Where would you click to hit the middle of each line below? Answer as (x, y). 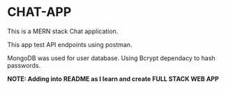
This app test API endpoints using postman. (70, 44)
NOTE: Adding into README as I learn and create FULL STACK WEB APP (113, 79)
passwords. (24, 65)
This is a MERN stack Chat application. (63, 31)
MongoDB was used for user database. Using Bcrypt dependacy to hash (111, 58)
